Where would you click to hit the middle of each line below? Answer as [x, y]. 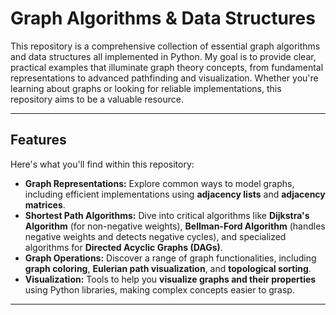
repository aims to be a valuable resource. [97, 99]
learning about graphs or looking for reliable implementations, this [146, 88]
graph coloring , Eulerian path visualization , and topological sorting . [168, 268]
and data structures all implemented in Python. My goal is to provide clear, [163, 56]
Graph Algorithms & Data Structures [163, 18]
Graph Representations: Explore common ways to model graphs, [159, 183]
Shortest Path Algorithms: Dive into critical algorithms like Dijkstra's [167, 215]
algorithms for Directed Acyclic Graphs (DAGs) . [123, 247]
